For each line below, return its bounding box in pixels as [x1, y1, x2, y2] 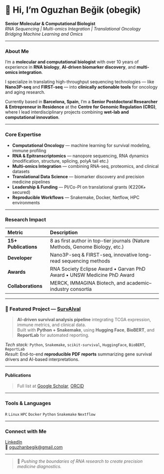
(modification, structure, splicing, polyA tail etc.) [12, 158, 109, 164]
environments [12, 199, 40, 205]
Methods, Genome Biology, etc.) [50, 243, 124, 250]
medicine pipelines [12, 179, 50, 185]
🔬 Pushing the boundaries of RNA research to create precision [17, 458, 143, 464]
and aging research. [5, 89, 45, 95]
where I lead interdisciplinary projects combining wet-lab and [5, 109, 129, 115]
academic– [126, 279, 152, 286]
